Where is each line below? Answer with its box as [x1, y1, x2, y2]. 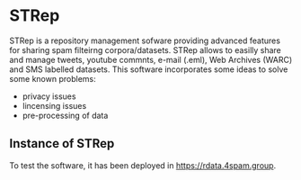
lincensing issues [22, 100, 87, 111]
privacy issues [22, 91, 76, 102]
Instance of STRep [9, 136, 115, 151]
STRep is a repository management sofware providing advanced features [9, 35, 281, 46]
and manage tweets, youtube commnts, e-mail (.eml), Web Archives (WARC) [9, 54, 293, 65]
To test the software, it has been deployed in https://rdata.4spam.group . [9, 159, 277, 171]
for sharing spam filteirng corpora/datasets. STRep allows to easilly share [9, 44, 281, 55]
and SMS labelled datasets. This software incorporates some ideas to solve [9, 64, 288, 75]
